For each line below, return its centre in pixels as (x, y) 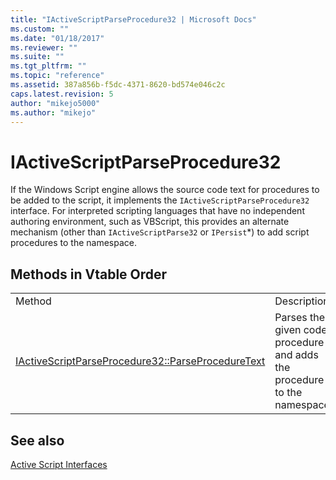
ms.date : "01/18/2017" (57, 38)
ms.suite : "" (37, 57)
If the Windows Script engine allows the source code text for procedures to (165, 190)
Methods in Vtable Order (89, 274)
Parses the (300, 318)
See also (37, 440)
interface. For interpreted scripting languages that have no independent (157, 211)
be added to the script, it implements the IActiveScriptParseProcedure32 (160, 200)
